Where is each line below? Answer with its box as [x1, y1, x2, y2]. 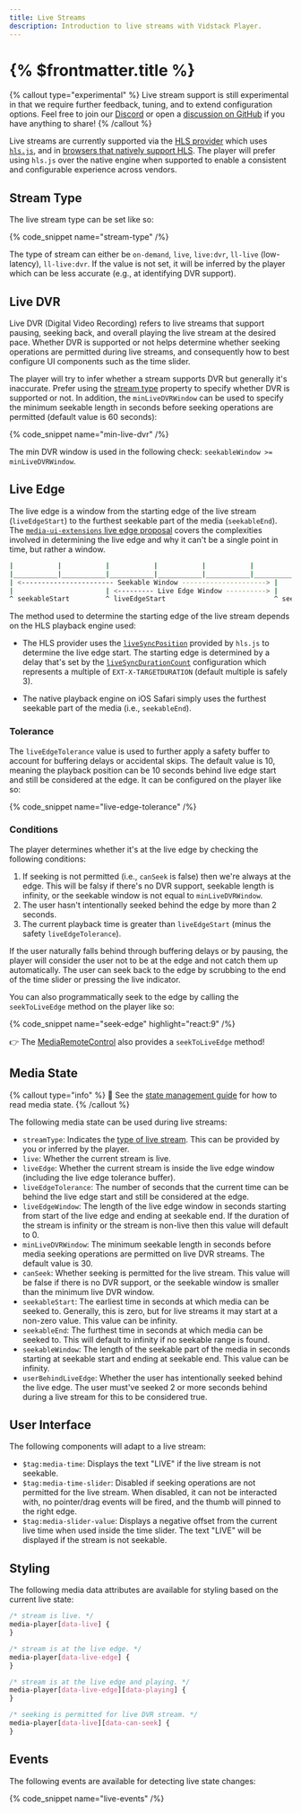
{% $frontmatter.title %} [9, 60, 195, 81]
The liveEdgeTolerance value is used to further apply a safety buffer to [9, 746, 271, 757]
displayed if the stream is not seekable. [21, 1535, 168, 1546]
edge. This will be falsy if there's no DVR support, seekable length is [21, 880, 275, 891]
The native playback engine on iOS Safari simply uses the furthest [21, 693, 267, 705]
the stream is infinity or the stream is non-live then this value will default [21, 1220, 288, 1231]
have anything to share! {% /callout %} [9, 118, 152, 129]
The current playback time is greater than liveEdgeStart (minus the [21, 918, 271, 929]
